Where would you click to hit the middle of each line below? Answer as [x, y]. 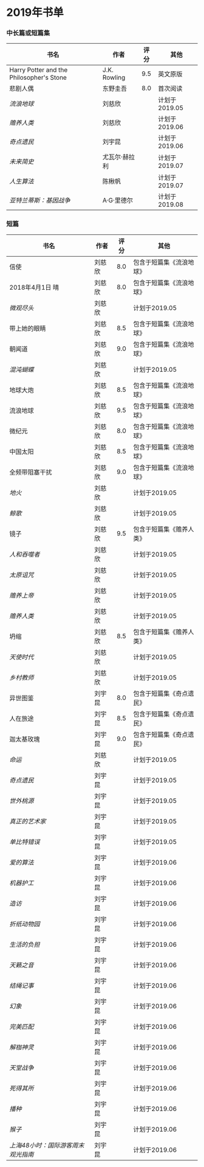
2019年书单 [35, 12]
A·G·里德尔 [118, 200]
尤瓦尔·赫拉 [119, 157]
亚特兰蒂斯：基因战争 [40, 200]
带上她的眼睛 [28, 328]
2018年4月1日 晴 [34, 287]
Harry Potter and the [39, 70]
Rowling [114, 78]
